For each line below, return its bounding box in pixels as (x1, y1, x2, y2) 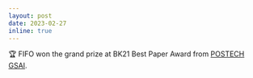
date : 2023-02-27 (8, 19, 67, 27)
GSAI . (8, 61, 27, 71)
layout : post (8, 11, 53, 20)
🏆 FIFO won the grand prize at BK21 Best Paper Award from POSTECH (8, 49, 245, 59)
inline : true (8, 27, 53, 35)
